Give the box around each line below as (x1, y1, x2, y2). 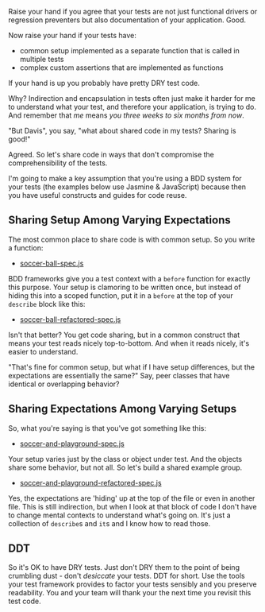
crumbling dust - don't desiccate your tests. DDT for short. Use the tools (8, 571, 245, 581)
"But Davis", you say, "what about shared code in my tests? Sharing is (8, 126, 236, 135)
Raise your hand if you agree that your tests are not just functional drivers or (8, 7, 258, 16)
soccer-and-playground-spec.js (19, 439, 125, 448)
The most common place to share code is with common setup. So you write (8, 234, 255, 244)
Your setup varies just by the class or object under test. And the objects (8, 454, 243, 463)
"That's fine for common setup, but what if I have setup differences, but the (8, 362, 255, 372)
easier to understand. (8, 347, 79, 356)
